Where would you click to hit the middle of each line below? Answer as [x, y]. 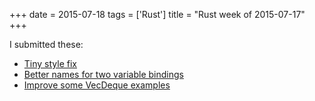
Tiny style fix [50, 63]
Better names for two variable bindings [103, 74]
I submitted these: [46, 44]
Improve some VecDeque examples [97, 85]
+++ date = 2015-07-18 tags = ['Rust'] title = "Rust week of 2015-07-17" [157, 14]
